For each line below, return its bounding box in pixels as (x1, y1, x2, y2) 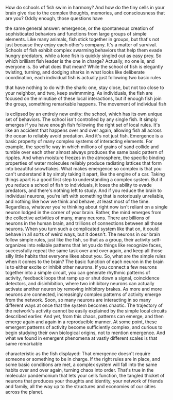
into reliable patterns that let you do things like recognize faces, (27, 242, 162, 248)
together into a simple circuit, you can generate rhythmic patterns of (5, 270, 150, 275)
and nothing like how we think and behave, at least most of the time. (5, 198, 150, 204)
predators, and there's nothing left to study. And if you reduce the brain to (5, 187, 162, 194)
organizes (5, 242, 27, 248)
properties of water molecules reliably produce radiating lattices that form (5, 160, 162, 166)
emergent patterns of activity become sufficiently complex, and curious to (5, 324, 163, 330)
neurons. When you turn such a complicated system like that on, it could (5, 226, 159, 232)
